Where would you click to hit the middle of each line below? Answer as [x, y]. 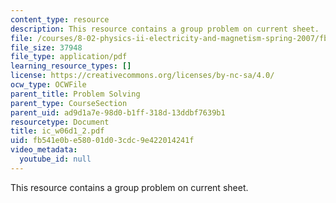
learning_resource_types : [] [71, 66]
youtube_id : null [55, 159]
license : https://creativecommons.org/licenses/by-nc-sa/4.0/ [142, 76]
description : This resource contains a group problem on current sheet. [165, 29]
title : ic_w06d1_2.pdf [57, 131]
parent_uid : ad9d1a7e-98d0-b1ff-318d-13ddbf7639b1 [118, 112]
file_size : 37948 [46, 47]
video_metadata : [44, 150]
